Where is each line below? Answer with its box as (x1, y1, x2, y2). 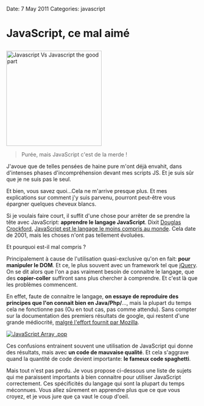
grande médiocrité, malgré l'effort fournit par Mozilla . (6, 318, 139, 326)
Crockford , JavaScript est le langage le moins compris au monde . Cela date (6, 225, 196, 232)
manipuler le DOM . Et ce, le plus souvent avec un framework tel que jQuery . (6, 261, 198, 268)
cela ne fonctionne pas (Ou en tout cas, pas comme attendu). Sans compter (6, 306, 197, 313)
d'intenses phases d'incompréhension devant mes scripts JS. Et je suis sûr (6, 169, 194, 176)
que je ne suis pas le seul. (6, 175, 71, 183)
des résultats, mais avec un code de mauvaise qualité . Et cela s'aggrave (6, 348, 189, 355)
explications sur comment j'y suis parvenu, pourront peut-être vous (6, 194, 175, 201)
